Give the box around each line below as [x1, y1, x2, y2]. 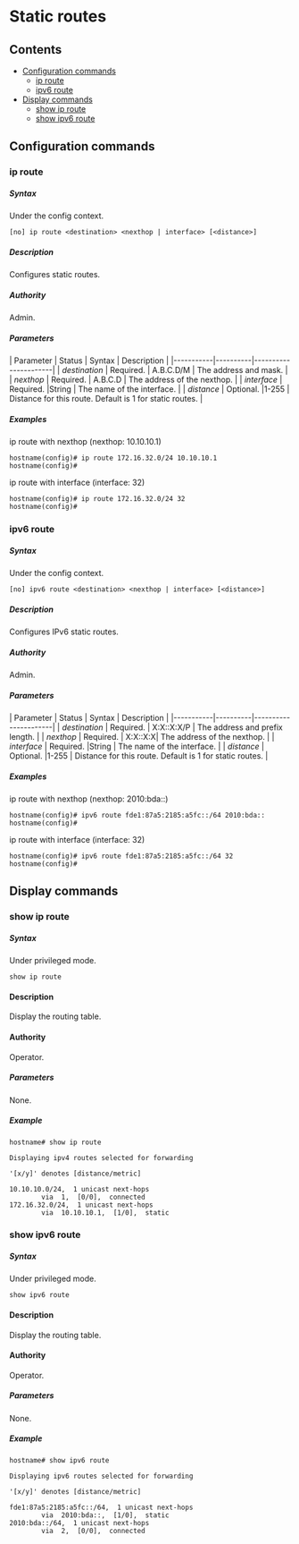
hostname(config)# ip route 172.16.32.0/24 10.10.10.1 [9, 454, 218, 462]
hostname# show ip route [9, 1138, 102, 1147]
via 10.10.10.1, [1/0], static [41, 1208, 170, 1217]
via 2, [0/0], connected [41, 1526, 145, 1535]
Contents [9, 42, 62, 57]
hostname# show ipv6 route [9, 1455, 110, 1464]
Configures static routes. [9, 269, 101, 280]
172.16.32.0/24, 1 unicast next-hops [9, 1200, 154, 1209]
